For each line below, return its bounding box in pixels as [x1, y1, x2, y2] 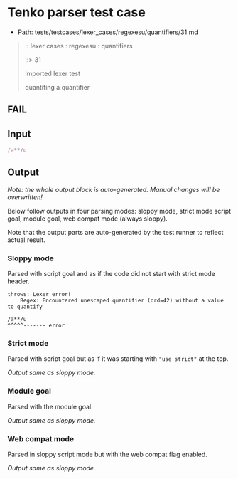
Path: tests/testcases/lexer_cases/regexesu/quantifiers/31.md [17, 28, 199, 36]
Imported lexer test [24, 69, 80, 78]
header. [7, 277, 30, 285]
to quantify [7, 303, 43, 310]
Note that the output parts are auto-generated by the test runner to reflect [7, 228, 224, 236]
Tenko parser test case [7, 4, 146, 21]
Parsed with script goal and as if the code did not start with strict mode [7, 270, 215, 278]
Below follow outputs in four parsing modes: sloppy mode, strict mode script [7, 206, 232, 215]
